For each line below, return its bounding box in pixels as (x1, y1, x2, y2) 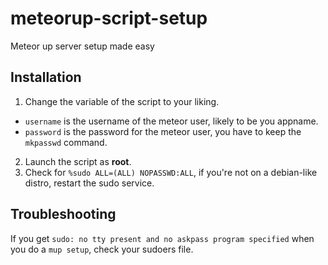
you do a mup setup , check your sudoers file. (10, 243, 194, 255)
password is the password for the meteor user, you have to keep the (24, 125, 302, 137)
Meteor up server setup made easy (10, 40, 155, 52)
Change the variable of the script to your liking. (24, 95, 220, 107)
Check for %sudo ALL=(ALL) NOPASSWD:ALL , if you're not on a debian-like (24, 166, 318, 178)
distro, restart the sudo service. (24, 177, 155, 189)
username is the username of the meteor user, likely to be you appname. (24, 115, 319, 127)
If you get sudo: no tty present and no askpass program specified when (10, 232, 315, 244)
